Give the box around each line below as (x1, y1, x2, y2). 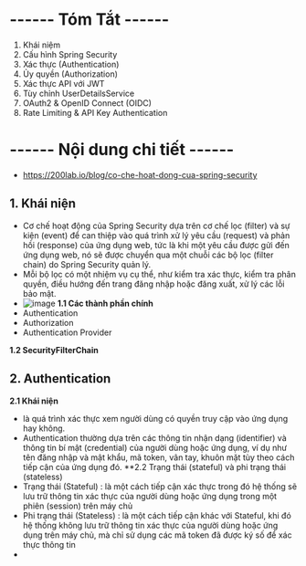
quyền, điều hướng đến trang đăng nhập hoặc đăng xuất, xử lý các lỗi (22, 278, 285, 289)
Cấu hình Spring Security (22, 48, 118, 59)
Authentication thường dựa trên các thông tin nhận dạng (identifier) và (22, 432, 287, 443)
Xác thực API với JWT (22, 78, 105, 89)
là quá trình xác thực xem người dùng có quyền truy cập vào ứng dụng (22, 413, 289, 424)
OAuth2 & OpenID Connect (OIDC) (22, 97, 153, 109)
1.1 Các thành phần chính (58, 298, 153, 309)
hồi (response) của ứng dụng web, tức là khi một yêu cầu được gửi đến (22, 239, 290, 250)
